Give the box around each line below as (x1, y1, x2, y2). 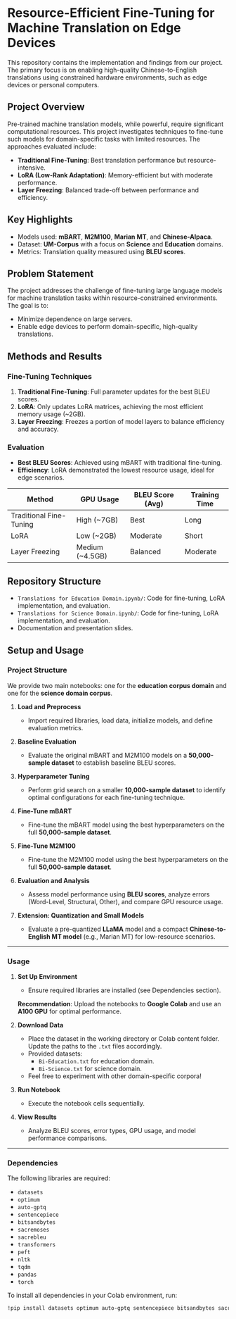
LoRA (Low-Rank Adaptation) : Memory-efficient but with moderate (17, 170, 213, 179)
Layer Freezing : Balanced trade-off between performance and (17, 185, 199, 194)
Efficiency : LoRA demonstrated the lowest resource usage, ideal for (17, 466, 215, 475)
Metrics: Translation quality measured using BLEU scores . (17, 247, 186, 256)
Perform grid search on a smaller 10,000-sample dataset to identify (27, 785, 226, 794)
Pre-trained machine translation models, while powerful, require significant (7, 120, 224, 128)
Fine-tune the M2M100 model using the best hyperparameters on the (27, 855, 228, 863)
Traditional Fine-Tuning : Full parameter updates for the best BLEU (17, 387, 211, 396)
